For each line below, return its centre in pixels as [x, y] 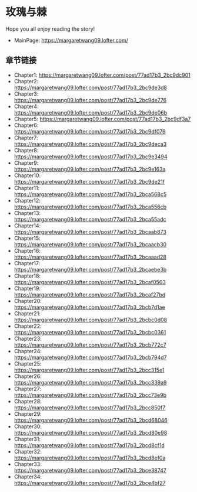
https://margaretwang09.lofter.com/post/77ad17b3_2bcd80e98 [91, 432]
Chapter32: [28, 451]
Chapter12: [27, 200]
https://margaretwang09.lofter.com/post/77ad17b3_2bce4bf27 [90, 483]
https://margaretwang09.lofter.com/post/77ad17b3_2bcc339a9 [90, 382]
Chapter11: [27, 188]
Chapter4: [26, 106]
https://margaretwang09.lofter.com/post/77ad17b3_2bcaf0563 [90, 282]
